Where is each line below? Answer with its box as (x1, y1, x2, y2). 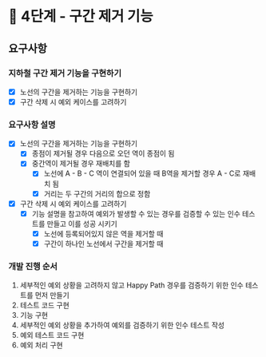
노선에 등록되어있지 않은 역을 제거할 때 (43, 228, 164, 238)
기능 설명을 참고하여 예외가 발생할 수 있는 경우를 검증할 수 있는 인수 (31, 208, 241, 218)
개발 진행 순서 (8, 260, 58, 272)
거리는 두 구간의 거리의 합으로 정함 (43, 188, 151, 198)
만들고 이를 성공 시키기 (46, 219, 117, 228)
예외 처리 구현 (19, 340, 63, 350)
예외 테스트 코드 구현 (19, 331, 85, 340)
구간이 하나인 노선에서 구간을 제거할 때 (43, 239, 164, 248)
